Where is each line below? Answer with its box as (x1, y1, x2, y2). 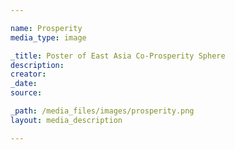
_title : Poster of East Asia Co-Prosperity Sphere (10, 51, 226, 61)
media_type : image (10, 32, 87, 43)
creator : (10, 69, 47, 80)
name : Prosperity (10, 23, 83, 33)
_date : (10, 79, 38, 89)
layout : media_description (10, 115, 123, 125)
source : (10, 88, 43, 98)
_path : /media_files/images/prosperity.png (10, 106, 195, 116)
